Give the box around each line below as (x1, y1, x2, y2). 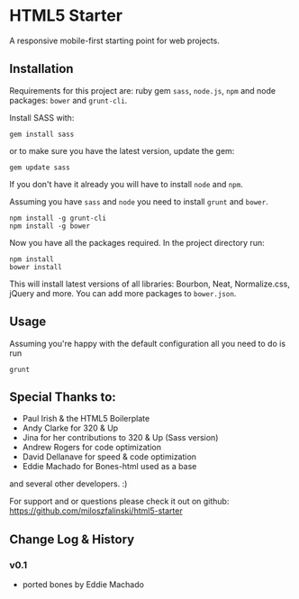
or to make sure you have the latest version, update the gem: (9, 145, 235, 156)
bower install (9, 262, 63, 271)
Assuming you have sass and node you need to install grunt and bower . (9, 195, 268, 207)
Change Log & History (9, 531, 135, 547)
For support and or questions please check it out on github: (9, 496, 230, 507)
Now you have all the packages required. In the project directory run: (9, 237, 265, 248)
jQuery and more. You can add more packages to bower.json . (9, 287, 237, 298)
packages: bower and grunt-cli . (9, 95, 128, 105)
